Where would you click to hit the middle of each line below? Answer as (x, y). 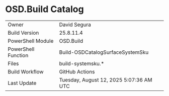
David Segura (75, 25)
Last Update (22, 83)
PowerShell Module (31, 41)
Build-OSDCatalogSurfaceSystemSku (104, 52)
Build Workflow (26, 71)
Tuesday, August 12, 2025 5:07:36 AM (106, 80)
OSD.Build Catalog (45, 9)
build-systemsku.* (82, 63)
